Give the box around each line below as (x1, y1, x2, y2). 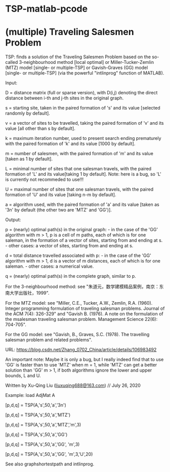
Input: (5, 80, 18, 86)
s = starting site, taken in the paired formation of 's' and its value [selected (5, 105, 160, 111)
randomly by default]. (5, 110, 51, 117)
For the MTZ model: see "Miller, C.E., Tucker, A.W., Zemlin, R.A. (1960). (5, 300, 153, 306)
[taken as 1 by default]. (5, 156, 53, 162)
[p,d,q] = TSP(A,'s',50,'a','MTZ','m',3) (5, 422, 81, 428)
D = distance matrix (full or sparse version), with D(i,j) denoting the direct (5, 90, 158, 96)
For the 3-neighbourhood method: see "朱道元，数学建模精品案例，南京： (5, 283, 159, 289)
